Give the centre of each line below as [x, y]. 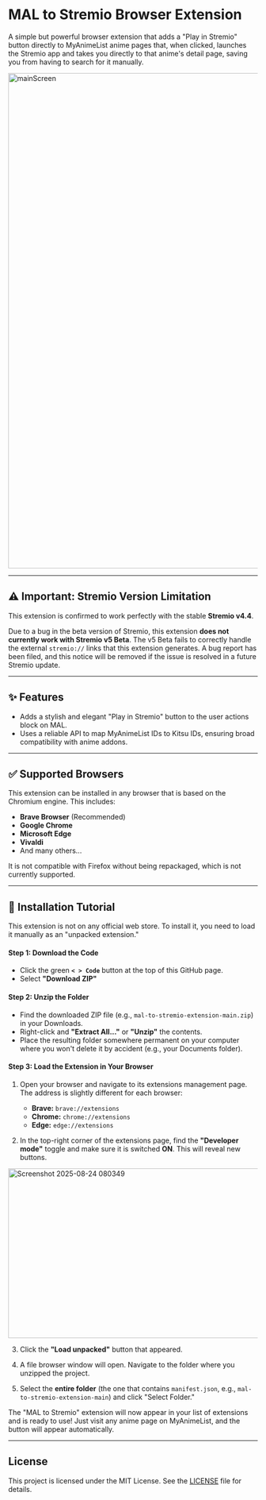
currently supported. [42, 874]
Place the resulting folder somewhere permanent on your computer [129, 1040]
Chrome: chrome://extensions [81, 1116]
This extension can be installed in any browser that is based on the [117, 793]
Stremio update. [34, 665]
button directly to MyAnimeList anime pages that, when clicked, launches [127, 44]
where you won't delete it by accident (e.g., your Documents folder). [131, 1048]
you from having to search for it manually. [76, 62]
